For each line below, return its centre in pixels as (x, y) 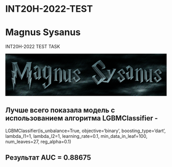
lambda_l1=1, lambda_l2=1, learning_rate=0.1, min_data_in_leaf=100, (76, 136)
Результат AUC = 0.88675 (48, 158)
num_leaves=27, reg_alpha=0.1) (38, 141)
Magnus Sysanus (43, 33)
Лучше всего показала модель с (60, 110)
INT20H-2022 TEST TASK (33, 47)
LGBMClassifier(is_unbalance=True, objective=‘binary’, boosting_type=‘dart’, (85, 131)
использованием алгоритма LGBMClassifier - (82, 118)
